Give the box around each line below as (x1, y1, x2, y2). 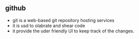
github (5, 4, 26, 12)
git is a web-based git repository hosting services (12, 17, 115, 23)
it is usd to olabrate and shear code (12, 22, 86, 28)
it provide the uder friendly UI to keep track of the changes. (12, 27, 135, 34)
